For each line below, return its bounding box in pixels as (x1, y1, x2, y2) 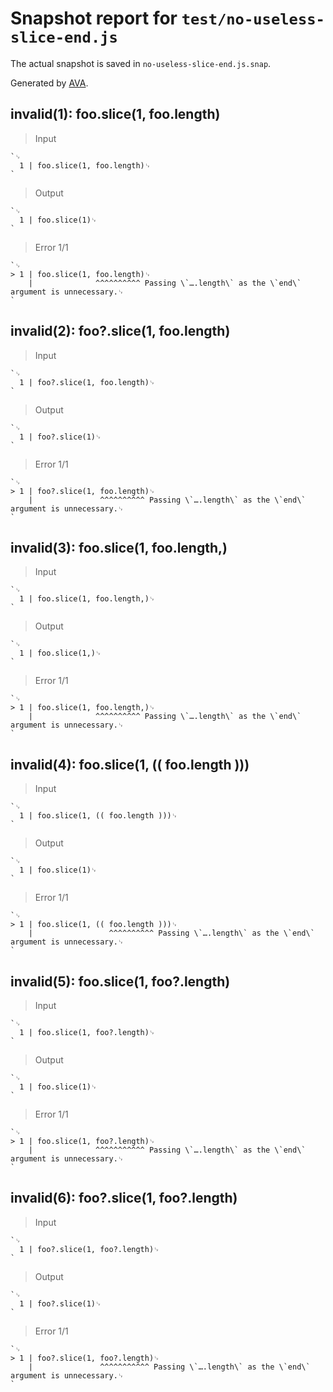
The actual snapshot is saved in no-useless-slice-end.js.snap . (10, 57, 272, 69)
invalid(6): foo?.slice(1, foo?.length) (10, 1190, 238, 1207)
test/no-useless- (181, 10, 325, 29)
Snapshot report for (10, 7, 178, 30)
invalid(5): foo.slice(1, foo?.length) (10, 973, 231, 990)
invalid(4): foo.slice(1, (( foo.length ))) (10, 756, 250, 773)
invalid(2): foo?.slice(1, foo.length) (10, 323, 231, 340)
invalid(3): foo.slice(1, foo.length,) (10, 539, 228, 556)
